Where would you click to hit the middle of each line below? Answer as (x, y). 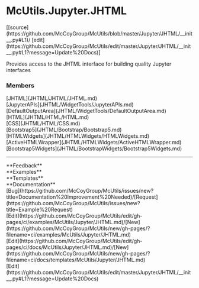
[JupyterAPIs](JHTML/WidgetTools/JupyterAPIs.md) (70, 105)
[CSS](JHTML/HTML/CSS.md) (43, 124)
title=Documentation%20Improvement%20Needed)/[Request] (82, 197)
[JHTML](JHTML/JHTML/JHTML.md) (52, 98)
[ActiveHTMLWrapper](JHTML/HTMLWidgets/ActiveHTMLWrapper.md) (94, 143)
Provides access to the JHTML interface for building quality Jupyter (89, 64)
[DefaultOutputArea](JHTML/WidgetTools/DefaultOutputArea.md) (86, 111)
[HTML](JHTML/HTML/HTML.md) (48, 117)
